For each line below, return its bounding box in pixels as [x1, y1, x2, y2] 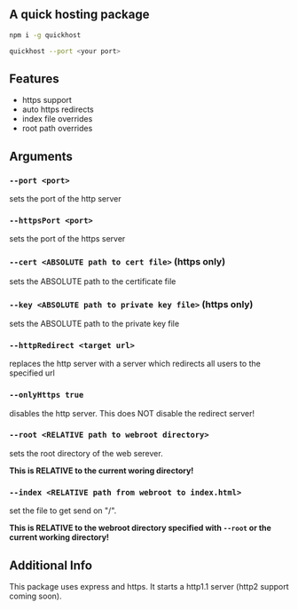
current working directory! [9, 532, 109, 543]
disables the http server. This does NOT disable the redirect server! [9, 408, 255, 418]
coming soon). [9, 590, 62, 601]
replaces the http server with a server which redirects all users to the [9, 359, 262, 369]
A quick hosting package [9, 7, 150, 22]
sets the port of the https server [9, 234, 126, 244]
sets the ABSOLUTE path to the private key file [9, 318, 180, 329]
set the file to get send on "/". [9, 505, 117, 516]
